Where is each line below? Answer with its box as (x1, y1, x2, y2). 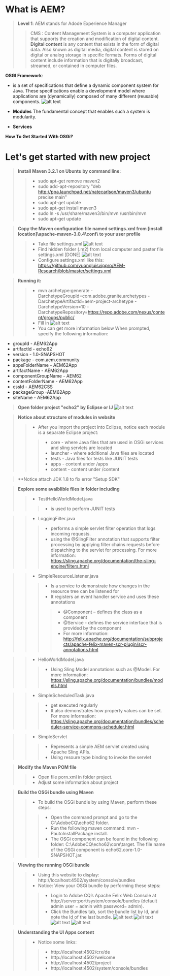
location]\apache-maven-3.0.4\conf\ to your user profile (17, 231, 141, 237)
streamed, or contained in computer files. (30, 62, 117, 69)
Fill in (38, 320, 49, 326)
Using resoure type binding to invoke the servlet (50, 754, 151, 760)
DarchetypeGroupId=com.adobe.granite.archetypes (38, 293, 147, 299)
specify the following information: (38, 330, 108, 336)
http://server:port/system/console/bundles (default (50, 898, 157, 904)
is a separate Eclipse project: (38, 429, 99, 435)
